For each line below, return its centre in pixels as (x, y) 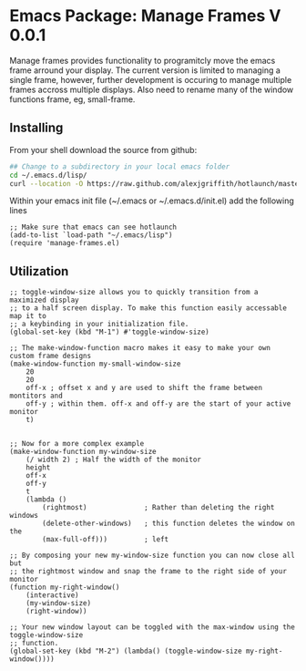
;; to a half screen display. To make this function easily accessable (148, 308)
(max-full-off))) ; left (106, 540)
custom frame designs (51, 356)
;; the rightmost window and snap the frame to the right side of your (148, 572)
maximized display (44, 300)
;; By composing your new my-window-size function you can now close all (153, 556)
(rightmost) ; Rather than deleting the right (158, 508)
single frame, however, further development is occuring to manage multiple (151, 79)
